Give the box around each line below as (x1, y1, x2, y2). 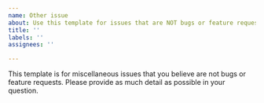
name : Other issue (8, 11, 68, 20)
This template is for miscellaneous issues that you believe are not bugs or (8, 69, 246, 79)
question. (8, 86, 39, 95)
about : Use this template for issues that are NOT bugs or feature (8, 19, 234, 27)
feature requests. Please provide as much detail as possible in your (8, 78, 225, 87)
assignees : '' (8, 41, 55, 49)
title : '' (8, 26, 41, 34)
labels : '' (8, 33, 44, 42)
